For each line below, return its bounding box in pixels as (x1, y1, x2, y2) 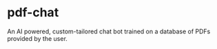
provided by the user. (7, 34, 68, 42)
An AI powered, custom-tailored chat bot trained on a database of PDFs (7, 27, 211, 35)
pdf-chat (7, 5, 59, 20)
